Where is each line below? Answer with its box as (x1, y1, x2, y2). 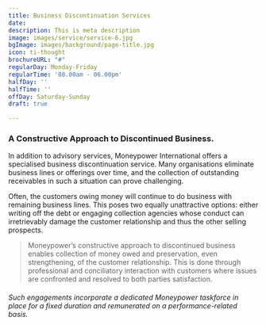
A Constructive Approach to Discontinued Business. (8, 133, 214, 144)
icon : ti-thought (8, 48, 66, 56)
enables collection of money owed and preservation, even (27, 249, 218, 258)
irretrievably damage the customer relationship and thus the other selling (8, 217, 247, 227)
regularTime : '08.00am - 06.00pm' (8, 71, 123, 78)
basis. (8, 310, 29, 319)
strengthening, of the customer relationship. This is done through (27, 258, 241, 267)
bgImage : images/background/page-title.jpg (8, 41, 155, 49)
